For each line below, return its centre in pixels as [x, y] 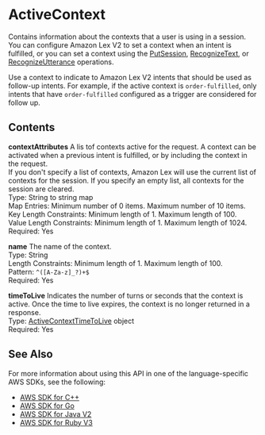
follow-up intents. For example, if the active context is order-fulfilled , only [132, 86]
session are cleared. [41, 189]
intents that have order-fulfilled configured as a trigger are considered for [132, 94]
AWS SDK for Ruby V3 [56, 422]
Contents [32, 127]
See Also [31, 354]
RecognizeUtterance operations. [61, 62]
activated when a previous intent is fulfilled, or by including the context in [128, 155]
